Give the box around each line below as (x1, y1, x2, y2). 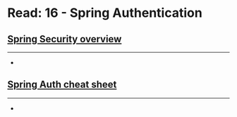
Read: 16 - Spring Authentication (7, 5, 202, 21)
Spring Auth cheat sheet (7, 79, 117, 91)
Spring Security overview (7, 33, 122, 45)
